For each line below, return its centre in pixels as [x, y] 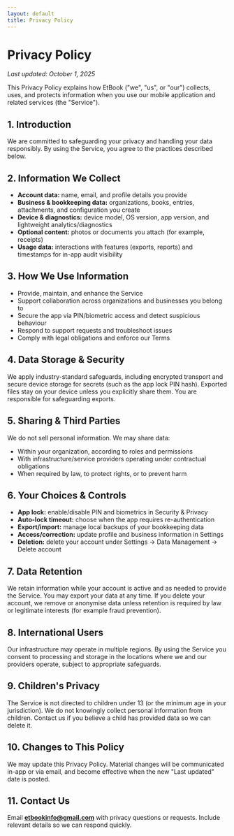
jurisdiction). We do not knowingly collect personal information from [105, 710]
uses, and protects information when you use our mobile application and [111, 95]
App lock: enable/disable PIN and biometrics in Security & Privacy [112, 512]
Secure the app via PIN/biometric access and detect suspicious [109, 315]
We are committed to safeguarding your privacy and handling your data [110, 141]
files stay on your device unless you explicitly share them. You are [102, 391]
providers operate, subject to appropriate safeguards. [85, 664]
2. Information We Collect [64, 178]
